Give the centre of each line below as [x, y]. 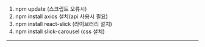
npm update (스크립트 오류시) [51, 9]
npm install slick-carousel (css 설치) [60, 31]
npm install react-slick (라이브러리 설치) [64, 24]
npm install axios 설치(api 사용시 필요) [61, 16]
